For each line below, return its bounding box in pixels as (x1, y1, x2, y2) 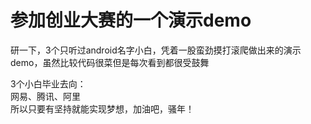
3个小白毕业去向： (10, 77, 87, 90)
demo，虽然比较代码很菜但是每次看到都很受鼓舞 (10, 56, 210, 68)
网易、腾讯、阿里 (10, 90, 81, 102)
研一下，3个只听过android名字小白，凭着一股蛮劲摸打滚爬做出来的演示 (10, 44, 302, 56)
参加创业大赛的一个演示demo (10, 9, 252, 32)
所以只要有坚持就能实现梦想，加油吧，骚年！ (10, 102, 195, 115)
